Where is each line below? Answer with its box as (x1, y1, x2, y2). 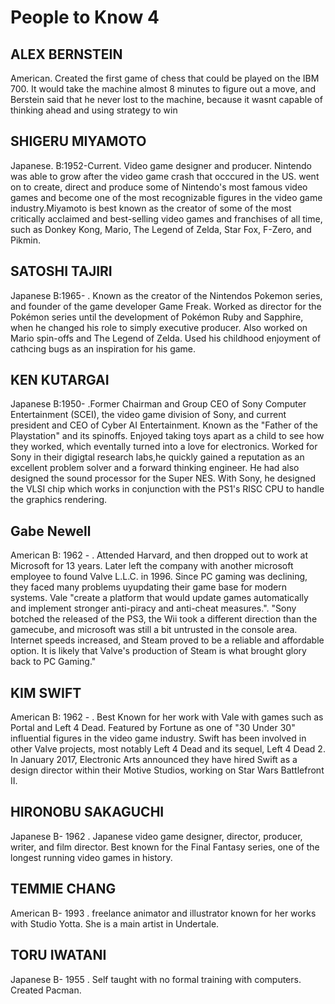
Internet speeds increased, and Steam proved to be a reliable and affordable (10, 634, 325, 646)
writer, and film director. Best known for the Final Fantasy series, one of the (10, 841, 320, 853)
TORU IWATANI (10, 947, 107, 964)
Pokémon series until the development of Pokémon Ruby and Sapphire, (10, 311, 304, 323)
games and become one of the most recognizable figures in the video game (10, 191, 323, 203)
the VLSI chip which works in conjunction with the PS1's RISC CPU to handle (10, 483, 325, 495)
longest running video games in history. (10, 851, 173, 863)
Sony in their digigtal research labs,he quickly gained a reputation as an (10, 451, 305, 463)
